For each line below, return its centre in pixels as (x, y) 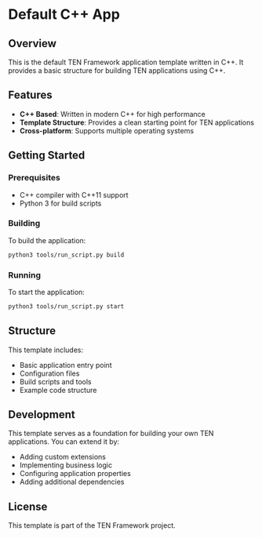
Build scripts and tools (55, 381)
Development (42, 414)
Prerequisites (34, 178)
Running (25, 274)
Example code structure (58, 390)
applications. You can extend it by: (64, 442)
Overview (33, 44)
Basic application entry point (65, 365)
